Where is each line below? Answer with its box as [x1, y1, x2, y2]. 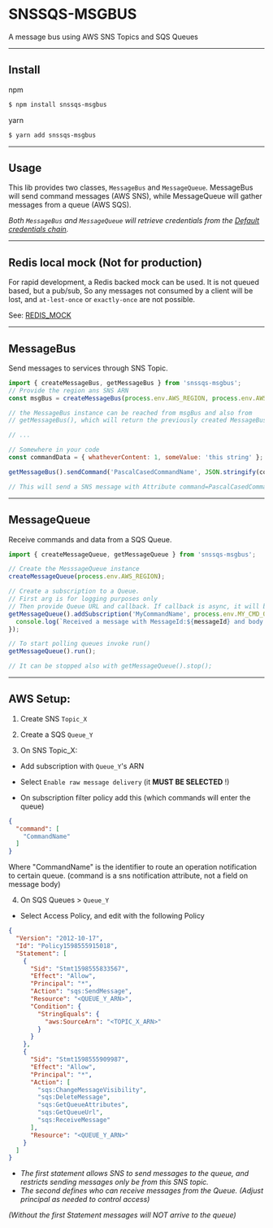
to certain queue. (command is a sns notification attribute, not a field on [8, 871, 249, 880]
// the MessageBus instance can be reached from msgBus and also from [8, 409, 253, 417]
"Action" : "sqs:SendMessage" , [29, 987, 132, 996]
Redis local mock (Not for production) [8, 256, 203, 270]
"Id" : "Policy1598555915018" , [15, 941, 118, 950]
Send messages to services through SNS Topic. [8, 363, 168, 373]
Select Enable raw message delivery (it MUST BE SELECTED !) [19, 777, 230, 787]
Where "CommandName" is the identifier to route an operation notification [8, 862, 258, 872]
